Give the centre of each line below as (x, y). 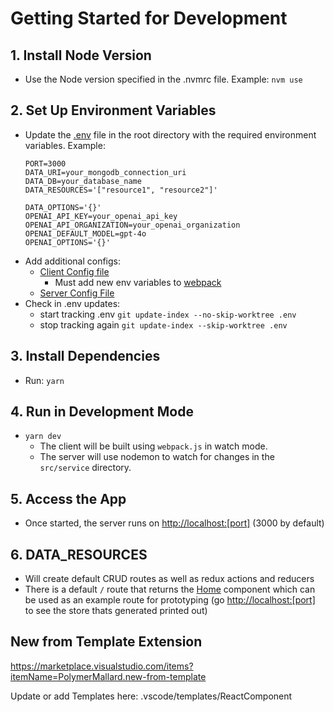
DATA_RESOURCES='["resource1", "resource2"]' (121, 190)
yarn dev (43, 437)
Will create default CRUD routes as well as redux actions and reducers (169, 579)
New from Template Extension (106, 642)
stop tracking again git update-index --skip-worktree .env (163, 324)
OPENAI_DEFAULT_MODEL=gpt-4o (85, 233)
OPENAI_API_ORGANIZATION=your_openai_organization (132, 225)
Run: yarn (44, 380)
